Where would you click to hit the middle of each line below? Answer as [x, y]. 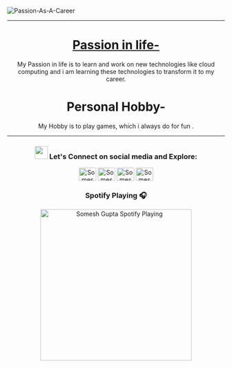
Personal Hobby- [116, 107]
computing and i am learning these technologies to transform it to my [116, 71]
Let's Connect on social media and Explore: [124, 156]
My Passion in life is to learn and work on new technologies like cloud [116, 64]
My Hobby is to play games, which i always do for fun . [116, 126]
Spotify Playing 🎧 [116, 196]
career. [116, 79]
